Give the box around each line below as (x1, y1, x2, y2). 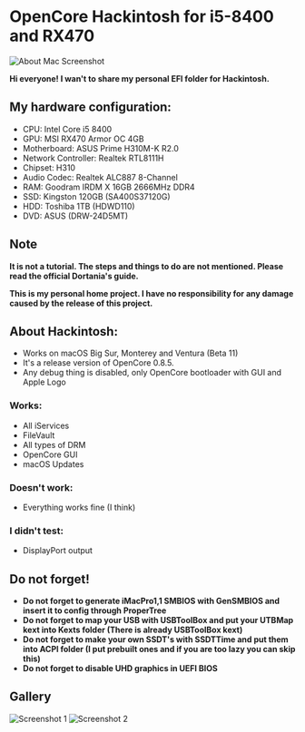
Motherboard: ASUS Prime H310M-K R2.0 (22, 142, 180, 153)
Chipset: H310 (22, 161, 75, 173)
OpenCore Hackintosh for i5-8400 (9, 6, 274, 27)
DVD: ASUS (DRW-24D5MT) (22, 210, 129, 221)
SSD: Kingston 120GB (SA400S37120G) (22, 190, 171, 201)
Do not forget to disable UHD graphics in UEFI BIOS (22, 663, 218, 674)
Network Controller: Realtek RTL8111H (22, 152, 164, 163)
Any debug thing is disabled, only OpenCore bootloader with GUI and (22, 367, 282, 378)
